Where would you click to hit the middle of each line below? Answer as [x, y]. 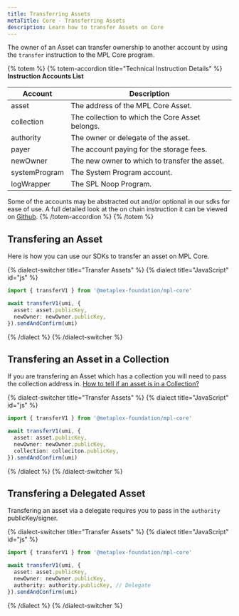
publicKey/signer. [33, 518]
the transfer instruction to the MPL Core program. [81, 55]
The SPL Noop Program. [111, 184]
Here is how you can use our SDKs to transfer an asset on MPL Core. [108, 256]
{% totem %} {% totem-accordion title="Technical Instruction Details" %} [115, 69]
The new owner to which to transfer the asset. [148, 161]
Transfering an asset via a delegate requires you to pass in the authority [114, 511]
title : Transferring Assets [49, 14]
